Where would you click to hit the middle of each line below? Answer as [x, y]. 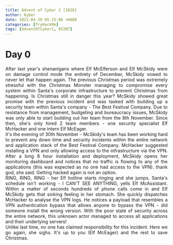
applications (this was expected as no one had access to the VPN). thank [86, 167]
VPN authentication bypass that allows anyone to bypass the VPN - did [86, 205]
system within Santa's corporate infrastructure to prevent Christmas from [86, 91]
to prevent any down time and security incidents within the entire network [86, 140]
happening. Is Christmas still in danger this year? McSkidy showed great [86, 96]
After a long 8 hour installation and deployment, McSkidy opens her [86, 156]
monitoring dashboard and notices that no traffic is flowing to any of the [86, 162]
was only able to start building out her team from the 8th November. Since [86, 118]
